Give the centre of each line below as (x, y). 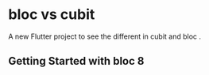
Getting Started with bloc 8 (76, 61)
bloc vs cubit (52, 15)
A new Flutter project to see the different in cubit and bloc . (104, 36)
